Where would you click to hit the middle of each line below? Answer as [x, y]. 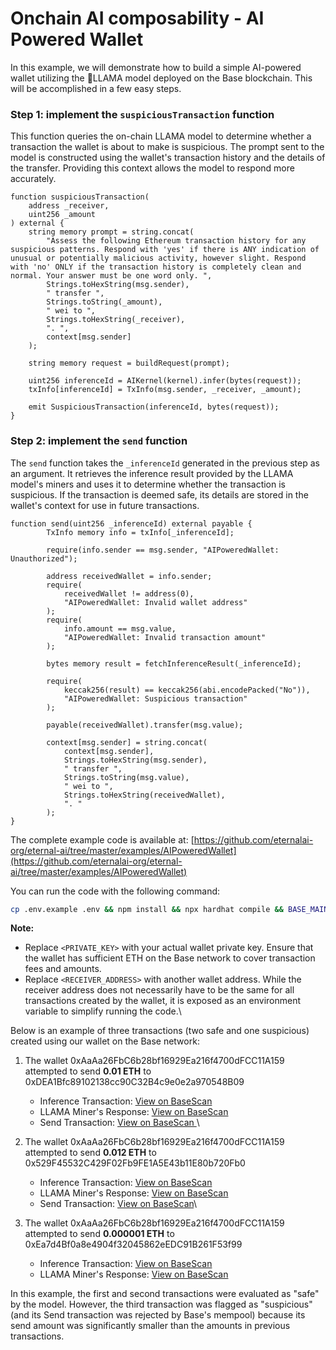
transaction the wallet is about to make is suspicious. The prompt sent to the [167, 147]
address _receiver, [69, 206]
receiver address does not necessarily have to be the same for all [159, 990]
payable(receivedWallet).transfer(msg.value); [145, 725]
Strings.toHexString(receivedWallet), [144, 795]
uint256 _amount [62, 215]
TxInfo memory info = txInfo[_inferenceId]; [140, 532]
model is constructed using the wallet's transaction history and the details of [168, 158]
